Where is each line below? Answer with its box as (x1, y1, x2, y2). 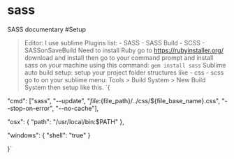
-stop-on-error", (7, 104, 54, 112)
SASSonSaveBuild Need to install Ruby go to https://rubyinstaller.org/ (24, 46, 224, 54)
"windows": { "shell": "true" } (7, 131, 91, 139)
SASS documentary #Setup (7, 25, 86, 33)
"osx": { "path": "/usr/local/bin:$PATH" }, (7, 117, 124, 126)
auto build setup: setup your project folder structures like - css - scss (24, 68, 224, 77)
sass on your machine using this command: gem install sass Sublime (24, 61, 226, 69)
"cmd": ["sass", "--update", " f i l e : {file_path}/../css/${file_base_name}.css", (7, 96, 221, 105)
